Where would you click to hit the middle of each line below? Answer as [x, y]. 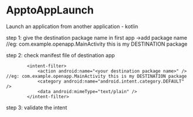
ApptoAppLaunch [50, 10]
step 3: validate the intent [37, 107]
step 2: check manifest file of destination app [61, 55]
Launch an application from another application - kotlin [72, 26]
